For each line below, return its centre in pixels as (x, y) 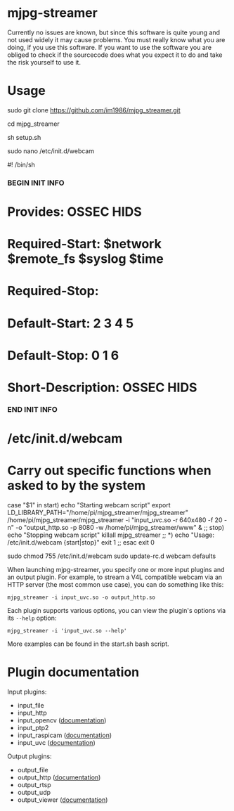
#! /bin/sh (21, 164)
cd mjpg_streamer (33, 124)
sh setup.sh (24, 137)
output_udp (34, 792)
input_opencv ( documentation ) (62, 720)
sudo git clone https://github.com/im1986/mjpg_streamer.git (94, 110)
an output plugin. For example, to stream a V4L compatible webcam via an (115, 577)
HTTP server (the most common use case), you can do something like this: (116, 584)
